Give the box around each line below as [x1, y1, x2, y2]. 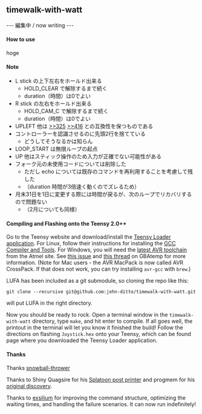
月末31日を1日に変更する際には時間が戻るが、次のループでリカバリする [15, 190, 192, 198]
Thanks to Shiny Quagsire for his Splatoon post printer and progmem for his [6, 376, 195, 383]
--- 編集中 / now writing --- [6, 21, 74, 29]
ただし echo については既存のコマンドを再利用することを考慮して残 [24, 168, 194, 175]
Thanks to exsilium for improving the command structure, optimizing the [6, 394, 186, 401]
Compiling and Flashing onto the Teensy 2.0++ [6, 220, 127, 227]
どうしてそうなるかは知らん [24, 138, 93, 145]
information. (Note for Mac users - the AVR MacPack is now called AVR [6, 259, 183, 267]
